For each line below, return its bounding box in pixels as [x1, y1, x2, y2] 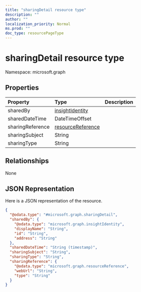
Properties [5, 83, 39, 92]
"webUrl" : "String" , [14, 268, 57, 273]
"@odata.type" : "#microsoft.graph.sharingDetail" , [10, 212, 118, 218]
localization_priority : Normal [5, 21, 71, 27]
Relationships [5, 157, 49, 165]
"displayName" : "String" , [14, 226, 69, 231]
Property [8, 99, 30, 106]
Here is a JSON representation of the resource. [5, 198, 103, 204]
